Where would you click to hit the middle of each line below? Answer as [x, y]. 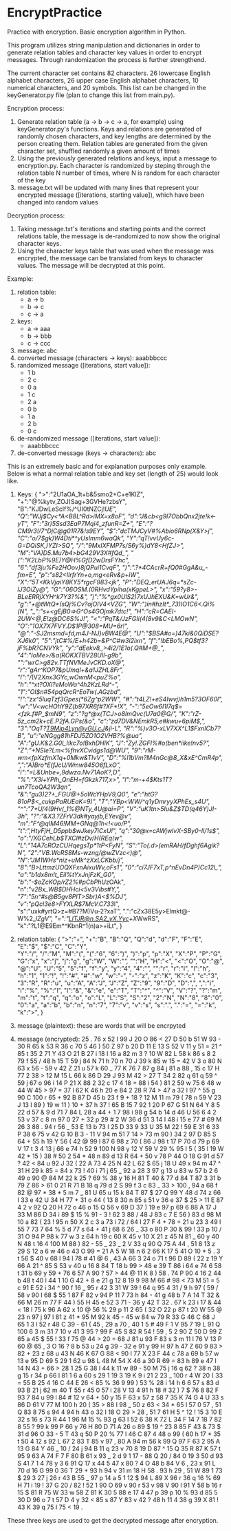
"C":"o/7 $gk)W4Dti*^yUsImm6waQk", [71, 538]
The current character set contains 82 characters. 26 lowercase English [109, 73]
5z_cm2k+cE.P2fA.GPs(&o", [56, 721]
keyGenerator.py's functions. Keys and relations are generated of [109, 129]
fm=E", [27, 574]
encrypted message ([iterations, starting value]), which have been [111, 195]
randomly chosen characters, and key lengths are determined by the [114, 136]
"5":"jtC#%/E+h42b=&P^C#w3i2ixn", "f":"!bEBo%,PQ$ [119, 640]
